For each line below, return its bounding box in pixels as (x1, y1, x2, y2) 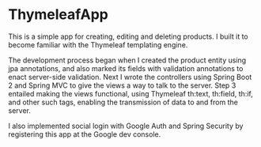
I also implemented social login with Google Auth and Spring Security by (8, 121, 244, 130)
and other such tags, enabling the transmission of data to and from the (8, 97, 239, 107)
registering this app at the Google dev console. (8, 129, 161, 139)
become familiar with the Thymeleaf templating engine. (8, 40, 188, 49)
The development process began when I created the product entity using (8, 55, 247, 65)
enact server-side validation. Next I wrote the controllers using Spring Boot (8, 72, 252, 81)
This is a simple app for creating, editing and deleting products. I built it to (8, 32, 249, 41)
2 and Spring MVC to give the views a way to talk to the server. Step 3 (8, 81, 236, 90)
